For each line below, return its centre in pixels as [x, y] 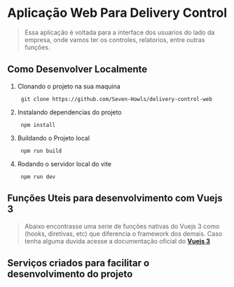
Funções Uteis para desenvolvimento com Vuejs [115, 198]
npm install [38, 125]
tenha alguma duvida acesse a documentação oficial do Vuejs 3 [117, 241]
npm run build [41, 151]
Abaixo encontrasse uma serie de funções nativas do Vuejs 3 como [122, 226]
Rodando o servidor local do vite [64, 163]
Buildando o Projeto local [53, 138]
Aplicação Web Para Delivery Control [117, 13]
